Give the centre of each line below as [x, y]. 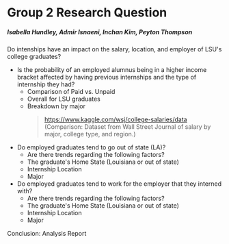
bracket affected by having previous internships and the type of [107, 77]
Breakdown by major [56, 106]
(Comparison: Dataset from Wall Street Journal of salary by [127, 127]
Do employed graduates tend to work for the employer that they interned [119, 184]
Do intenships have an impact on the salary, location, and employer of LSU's [114, 49]
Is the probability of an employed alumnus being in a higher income [112, 70]
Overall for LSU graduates [64, 99]
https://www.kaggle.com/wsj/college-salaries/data [116, 120]
